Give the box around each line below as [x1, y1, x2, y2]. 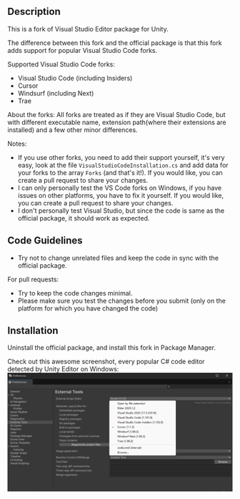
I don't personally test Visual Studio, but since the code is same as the [17, 206, 225, 215]
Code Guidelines [7, 235, 84, 247]
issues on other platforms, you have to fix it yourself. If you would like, [17, 191, 224, 199]
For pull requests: [7, 275, 59, 283]
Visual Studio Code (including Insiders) [17, 74, 133, 82]
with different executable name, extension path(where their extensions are [7, 118, 226, 126]
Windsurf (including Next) [17, 89, 94, 97]
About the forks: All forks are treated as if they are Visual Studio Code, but [7, 110, 226, 119]
